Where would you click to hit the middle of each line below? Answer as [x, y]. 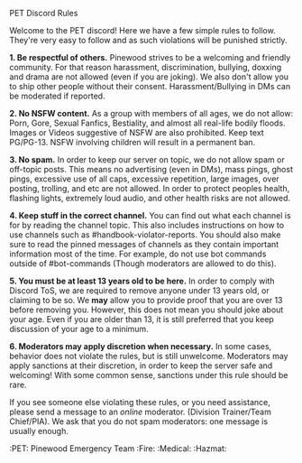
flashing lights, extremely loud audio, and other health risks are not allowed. [150, 198]
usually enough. [39, 431]
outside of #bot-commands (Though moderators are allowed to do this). [143, 264]
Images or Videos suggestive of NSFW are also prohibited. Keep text [137, 133]
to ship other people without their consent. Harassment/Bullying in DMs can [150, 86]
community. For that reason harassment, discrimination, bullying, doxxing [146, 67]
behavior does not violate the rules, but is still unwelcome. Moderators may [149, 356]
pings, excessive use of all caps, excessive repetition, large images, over [144, 179]
